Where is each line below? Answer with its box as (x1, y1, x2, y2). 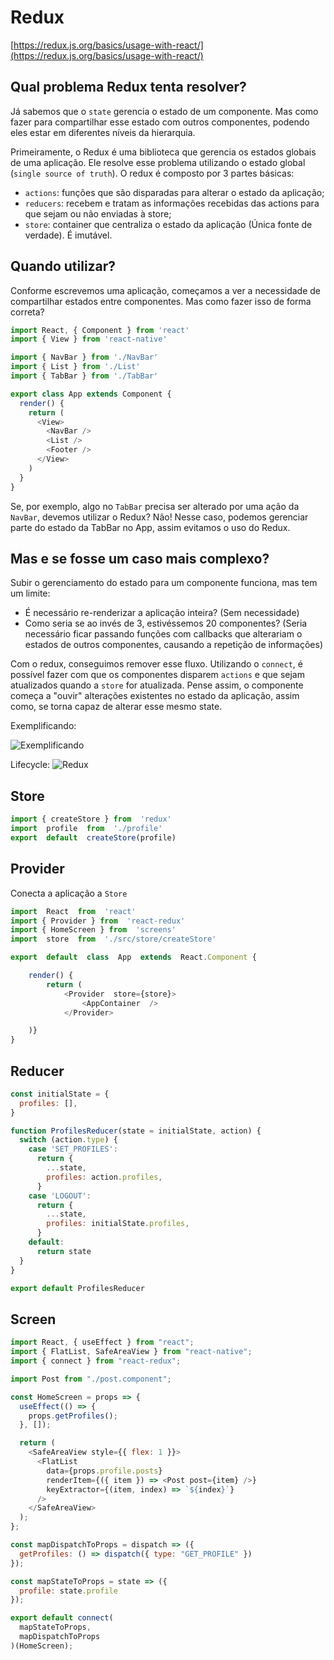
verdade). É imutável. (24, 229, 113, 241)
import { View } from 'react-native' (10, 334, 168, 345)
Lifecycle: (10, 759, 51, 771)
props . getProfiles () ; (28, 1411, 118, 1421)
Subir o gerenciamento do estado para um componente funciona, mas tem (10, 577, 318, 589)
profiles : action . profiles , (46, 1172, 163, 1182)
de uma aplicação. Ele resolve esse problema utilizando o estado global (10, 156, 306, 168)
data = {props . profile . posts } (46, 1466, 163, 1476)
